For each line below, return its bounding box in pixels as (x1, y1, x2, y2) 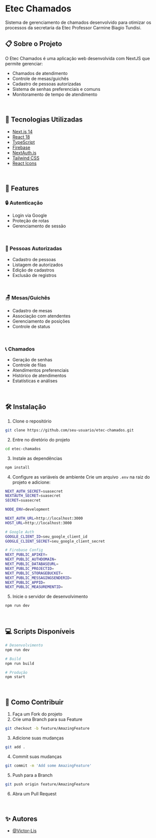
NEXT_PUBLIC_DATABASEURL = (5, 561, 58, 566)
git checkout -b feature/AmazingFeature (5, 726, 90, 731)
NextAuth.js (12, 149, 37, 155)
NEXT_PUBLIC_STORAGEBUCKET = (5, 570, 63, 576)
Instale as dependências (12, 455, 62, 461)
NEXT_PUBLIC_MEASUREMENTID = (5, 584, 63, 590)
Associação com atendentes (12, 313, 71, 319)
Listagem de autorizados (12, 262, 63, 268)
